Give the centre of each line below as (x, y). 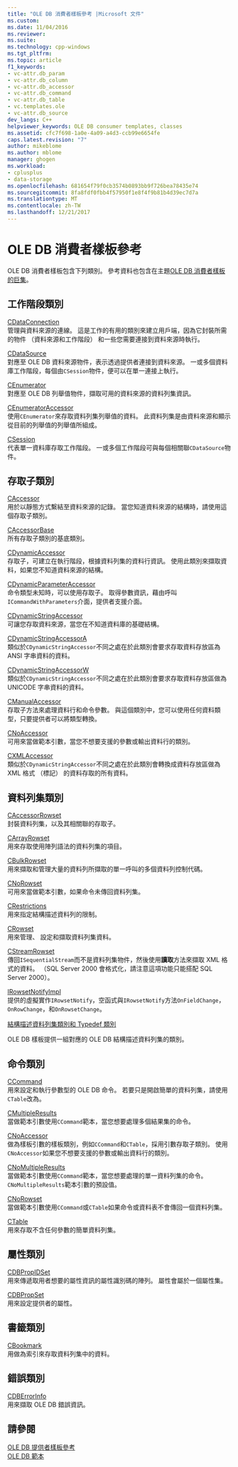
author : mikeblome (34, 146)
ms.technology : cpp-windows (49, 47)
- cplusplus (25, 172)
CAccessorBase (31, 530)
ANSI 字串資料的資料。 (40, 656)
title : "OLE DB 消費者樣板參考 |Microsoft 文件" (76, 14)
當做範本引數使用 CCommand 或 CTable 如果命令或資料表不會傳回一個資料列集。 (117, 1207)
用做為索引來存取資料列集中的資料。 (60, 1354)
